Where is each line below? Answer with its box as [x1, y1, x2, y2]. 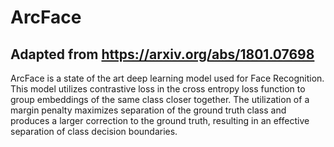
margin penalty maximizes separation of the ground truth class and [10, 104, 287, 116]
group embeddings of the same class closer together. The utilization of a [10, 94, 310, 105]
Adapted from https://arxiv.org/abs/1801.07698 [10, 46, 315, 63]
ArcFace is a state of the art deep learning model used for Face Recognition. [10, 72, 325, 84]
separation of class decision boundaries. [10, 126, 178, 137]
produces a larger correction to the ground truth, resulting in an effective [10, 115, 310, 126]
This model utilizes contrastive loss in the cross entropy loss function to [10, 83, 306, 95]
